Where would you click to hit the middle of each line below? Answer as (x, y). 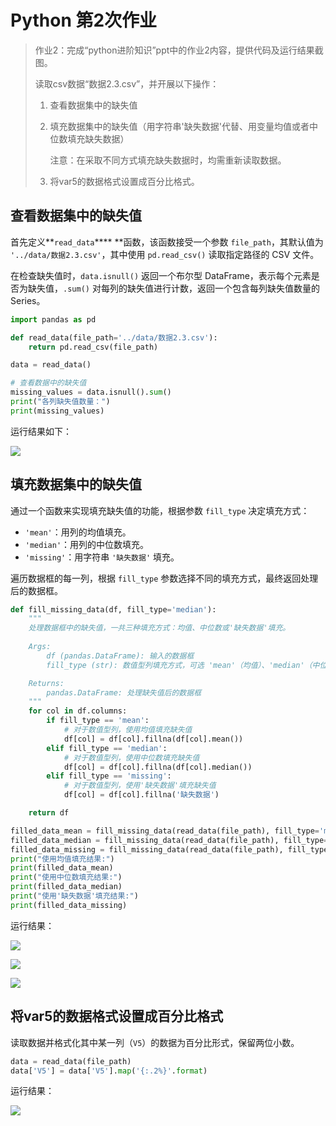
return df (49, 813)
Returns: (46, 683)
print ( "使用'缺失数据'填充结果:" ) (74, 896)
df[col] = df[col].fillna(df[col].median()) (158, 767)
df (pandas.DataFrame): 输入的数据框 (120, 656)
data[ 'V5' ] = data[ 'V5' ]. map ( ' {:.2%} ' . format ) (109, 1071)
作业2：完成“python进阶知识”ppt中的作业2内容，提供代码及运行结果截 (179, 50)
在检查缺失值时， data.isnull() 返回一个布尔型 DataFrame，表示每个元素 (161, 275)
